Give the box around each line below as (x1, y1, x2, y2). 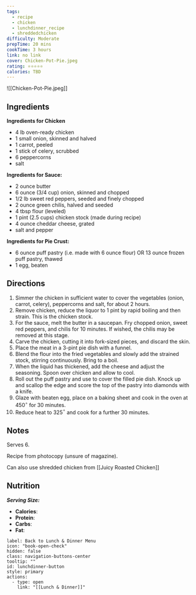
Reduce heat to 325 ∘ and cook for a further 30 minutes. (15, 408, 150, 416)
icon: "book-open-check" (6, 543, 67, 549)
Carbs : (15, 520, 32, 527)
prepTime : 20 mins (6, 42, 51, 48)
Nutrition (6, 481, 40, 491)
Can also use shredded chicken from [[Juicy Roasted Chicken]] (6, 464, 160, 470)
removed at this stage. (15, 331, 70, 338)
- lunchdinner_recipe (12, 25, 65, 31)
